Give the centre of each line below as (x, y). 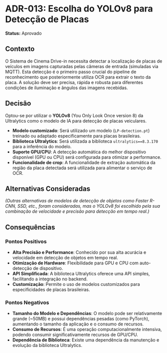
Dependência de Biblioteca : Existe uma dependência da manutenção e (86, 340)
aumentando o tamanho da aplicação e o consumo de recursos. (78, 324)
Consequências (30, 227)
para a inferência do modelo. (42, 146)
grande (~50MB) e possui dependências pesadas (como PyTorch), (81, 319)
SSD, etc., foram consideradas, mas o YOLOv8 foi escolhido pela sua (89, 206)
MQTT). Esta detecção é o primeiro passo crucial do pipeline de (71, 72)
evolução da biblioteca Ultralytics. (47, 345)
